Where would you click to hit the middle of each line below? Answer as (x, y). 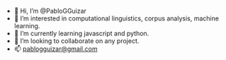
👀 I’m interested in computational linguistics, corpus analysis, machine (117, 18)
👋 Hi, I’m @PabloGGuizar (50, 11)
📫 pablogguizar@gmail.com (56, 49)
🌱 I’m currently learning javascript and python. (81, 33)
